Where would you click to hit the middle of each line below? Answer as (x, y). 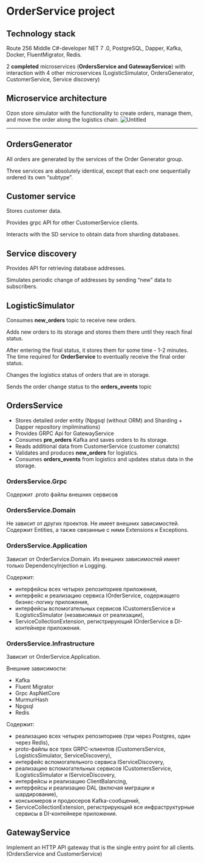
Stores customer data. (34, 211)
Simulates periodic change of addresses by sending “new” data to (89, 280)
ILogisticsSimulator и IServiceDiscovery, (66, 775)
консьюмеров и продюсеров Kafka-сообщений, (77, 801)
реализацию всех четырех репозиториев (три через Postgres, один (103, 736)
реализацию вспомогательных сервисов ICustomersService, (93, 768)
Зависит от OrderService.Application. (54, 657)
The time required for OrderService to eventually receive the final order (96, 357)
